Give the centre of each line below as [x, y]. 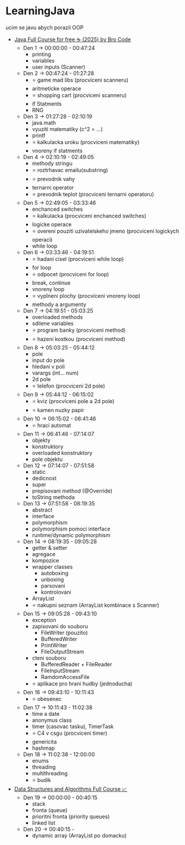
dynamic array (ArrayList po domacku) [79, 835]
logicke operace [52, 224]
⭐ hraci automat [51, 425]
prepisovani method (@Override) [72, 491]
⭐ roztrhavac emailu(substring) [70, 170]
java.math [44, 123]
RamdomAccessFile [65, 676]
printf [39, 135]
